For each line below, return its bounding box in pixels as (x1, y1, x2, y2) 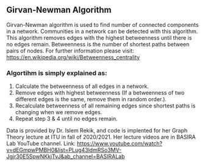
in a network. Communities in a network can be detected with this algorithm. (6, 27, 198, 35)
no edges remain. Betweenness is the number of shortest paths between (6, 40, 190, 48)
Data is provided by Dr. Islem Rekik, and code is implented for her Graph (6, 127, 188, 134)
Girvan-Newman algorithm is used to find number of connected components (6, 21, 199, 28)
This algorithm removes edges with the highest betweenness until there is (6, 34, 192, 41)
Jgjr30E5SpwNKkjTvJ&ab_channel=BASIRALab (6, 153, 125, 161)
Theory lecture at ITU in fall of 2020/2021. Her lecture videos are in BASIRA (6, 134, 196, 141)
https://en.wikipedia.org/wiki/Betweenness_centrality (6, 53, 140, 60)
